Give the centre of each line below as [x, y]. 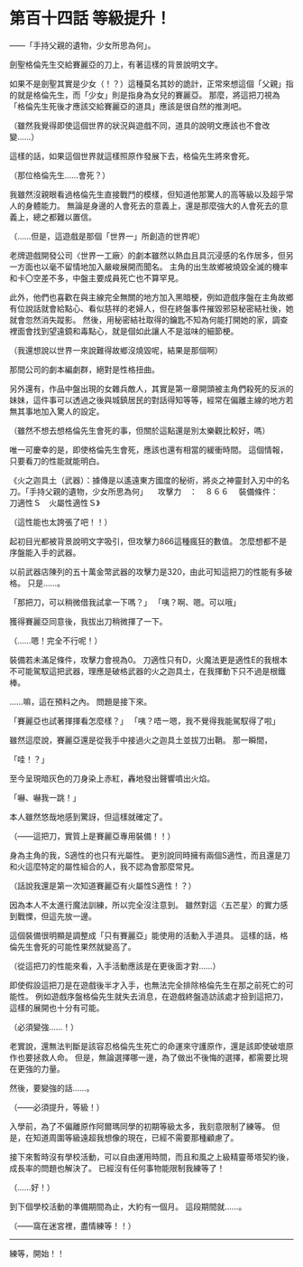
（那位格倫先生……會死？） [60, 175]
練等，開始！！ [37, 1253]
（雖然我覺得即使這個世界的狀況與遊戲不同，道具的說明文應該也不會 [136, 125]
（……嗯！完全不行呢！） [56, 640]
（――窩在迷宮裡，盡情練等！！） [73, 1225]
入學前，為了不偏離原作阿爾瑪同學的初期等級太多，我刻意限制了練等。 [140, 1126]
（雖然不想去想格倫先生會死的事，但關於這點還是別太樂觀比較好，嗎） [140, 430]
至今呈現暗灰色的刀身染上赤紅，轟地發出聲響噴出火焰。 [112, 778]
